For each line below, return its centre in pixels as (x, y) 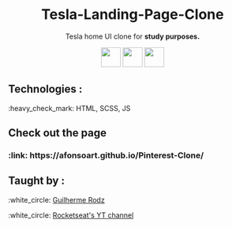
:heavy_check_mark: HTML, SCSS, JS (69, 108)
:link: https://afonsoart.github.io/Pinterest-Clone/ (106, 155)
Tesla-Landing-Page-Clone (133, 15)
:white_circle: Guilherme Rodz (56, 199)
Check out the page (57, 133)
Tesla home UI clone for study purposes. (133, 36)
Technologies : (45, 89)
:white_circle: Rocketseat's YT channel (71, 215)
